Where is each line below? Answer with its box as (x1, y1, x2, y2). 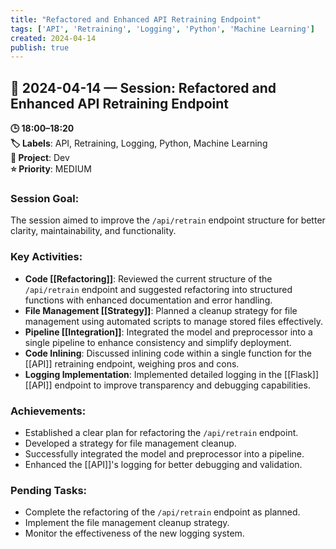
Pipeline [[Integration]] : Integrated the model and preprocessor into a (24, 326, 313, 338)
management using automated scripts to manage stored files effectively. (24, 315, 323, 327)
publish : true (10, 42, 70, 53)
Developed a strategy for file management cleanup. (24, 437, 237, 449)
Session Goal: (10, 191, 80, 205)
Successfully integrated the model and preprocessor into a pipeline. (24, 447, 305, 460)
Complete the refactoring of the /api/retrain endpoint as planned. (24, 506, 301, 518)
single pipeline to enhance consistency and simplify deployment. (24, 336, 292, 348)
